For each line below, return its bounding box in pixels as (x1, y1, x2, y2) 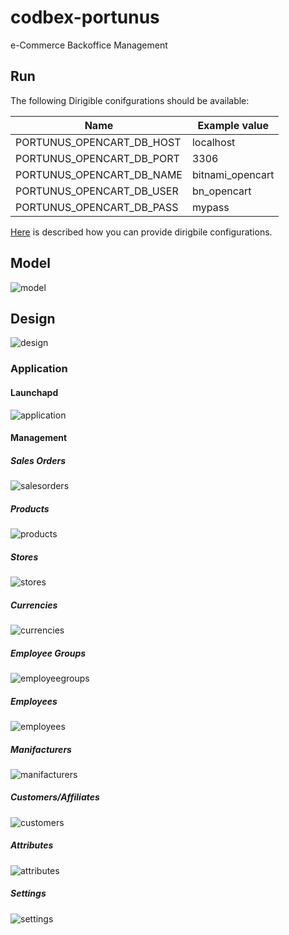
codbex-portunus (10, 6, 160, 29)
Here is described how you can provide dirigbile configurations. (10, 226, 273, 238)
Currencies (10, 599, 58, 611)
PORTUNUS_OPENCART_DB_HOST (15, 135, 182, 149)
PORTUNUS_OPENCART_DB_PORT (15, 151, 180, 165)
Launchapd (10, 386, 59, 398)
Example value (197, 118, 270, 132)
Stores (10, 551, 39, 563)
